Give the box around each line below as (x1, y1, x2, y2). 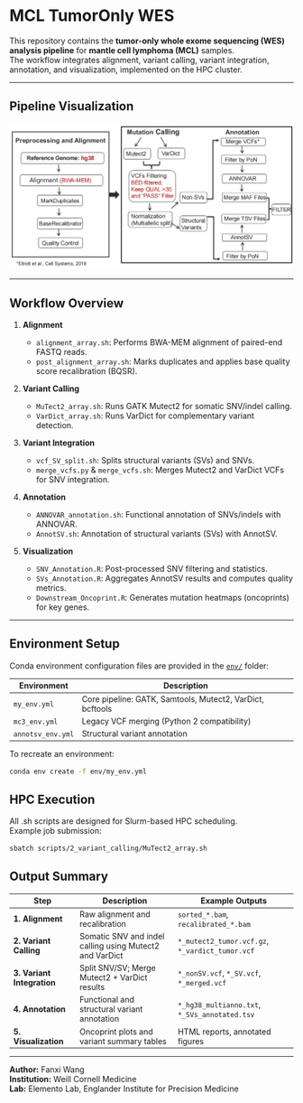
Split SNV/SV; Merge (79, 963, 156, 974)
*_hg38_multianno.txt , (177, 999, 262, 1010)
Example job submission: (9, 826, 102, 837)
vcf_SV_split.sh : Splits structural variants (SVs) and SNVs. (35, 454, 255, 465)
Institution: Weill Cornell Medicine (9, 1074, 137, 1085)
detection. (35, 419, 74, 430)
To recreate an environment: (9, 748, 115, 759)
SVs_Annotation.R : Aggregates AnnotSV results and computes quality (35, 573, 293, 584)
